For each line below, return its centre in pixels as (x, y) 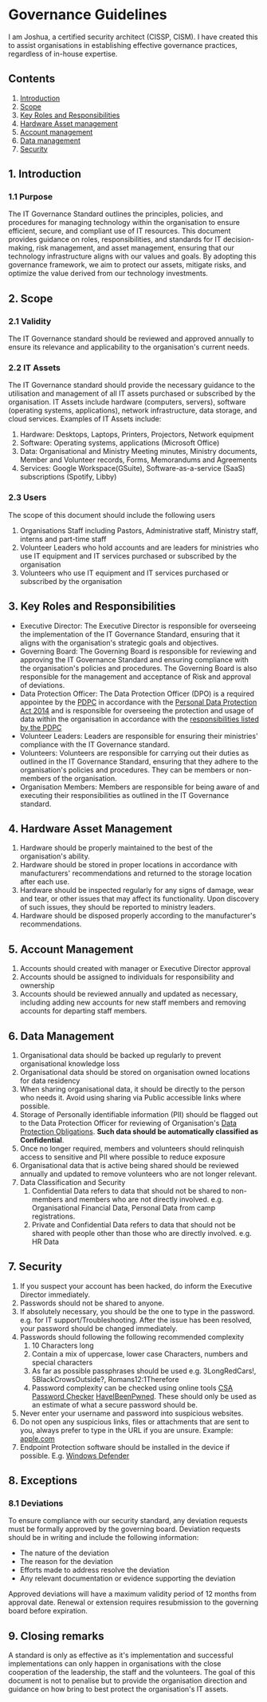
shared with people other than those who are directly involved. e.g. (142, 1233)
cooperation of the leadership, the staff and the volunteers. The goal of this (132, 1672)
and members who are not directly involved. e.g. (144, 1199)
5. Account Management (71, 949)
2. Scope (31, 298)
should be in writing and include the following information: (104, 1538)
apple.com (37, 1439)
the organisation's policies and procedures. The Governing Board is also (138, 668)
